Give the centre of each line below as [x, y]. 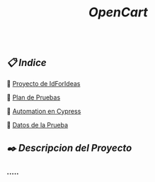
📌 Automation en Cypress [44, 111]
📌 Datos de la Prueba [38, 124]
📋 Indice [27, 63]
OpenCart [118, 12]
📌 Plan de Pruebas [34, 97]
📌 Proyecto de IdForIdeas [44, 83]
